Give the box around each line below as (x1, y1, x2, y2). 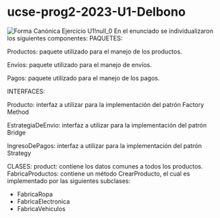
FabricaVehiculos (16, 204, 66, 213)
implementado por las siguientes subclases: (7, 176, 131, 185)
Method (7, 108, 29, 116)
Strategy (7, 149, 31, 157)
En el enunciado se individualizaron (113, 27, 214, 35)
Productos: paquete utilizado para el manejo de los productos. (7, 47, 182, 56)
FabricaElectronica (16, 197, 70, 206)
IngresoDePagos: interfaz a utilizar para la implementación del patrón (7, 141, 202, 149)
